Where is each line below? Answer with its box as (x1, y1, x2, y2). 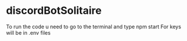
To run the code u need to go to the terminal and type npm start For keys (6, 23, 181, 30)
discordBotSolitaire (6, 4, 102, 17)
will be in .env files (6, 29, 51, 36)
